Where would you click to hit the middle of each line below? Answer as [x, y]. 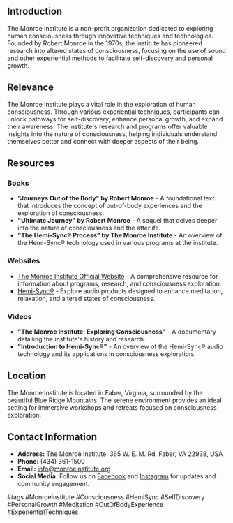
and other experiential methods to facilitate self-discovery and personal [110, 58]
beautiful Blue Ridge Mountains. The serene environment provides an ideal [114, 400]
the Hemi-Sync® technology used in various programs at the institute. [118, 243]
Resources [31, 163]
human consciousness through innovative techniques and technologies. [111, 36]
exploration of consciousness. [61, 213]
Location [27, 376]
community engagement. [53, 483]
